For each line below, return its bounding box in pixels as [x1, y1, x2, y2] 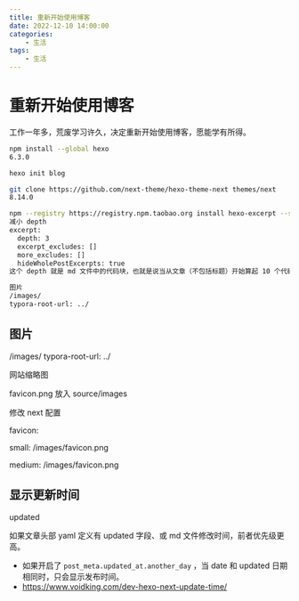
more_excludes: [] [17, 250, 86, 259]
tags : [9, 46, 29, 55]
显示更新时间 [9, 487, 80, 503]
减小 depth [9, 217, 47, 227]
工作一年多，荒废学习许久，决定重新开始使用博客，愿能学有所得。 [9, 126, 251, 137]
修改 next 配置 [9, 407, 61, 418]
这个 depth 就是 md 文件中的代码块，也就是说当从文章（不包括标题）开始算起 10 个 [9, 267, 281, 276]
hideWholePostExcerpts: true [17, 259, 125, 268]
